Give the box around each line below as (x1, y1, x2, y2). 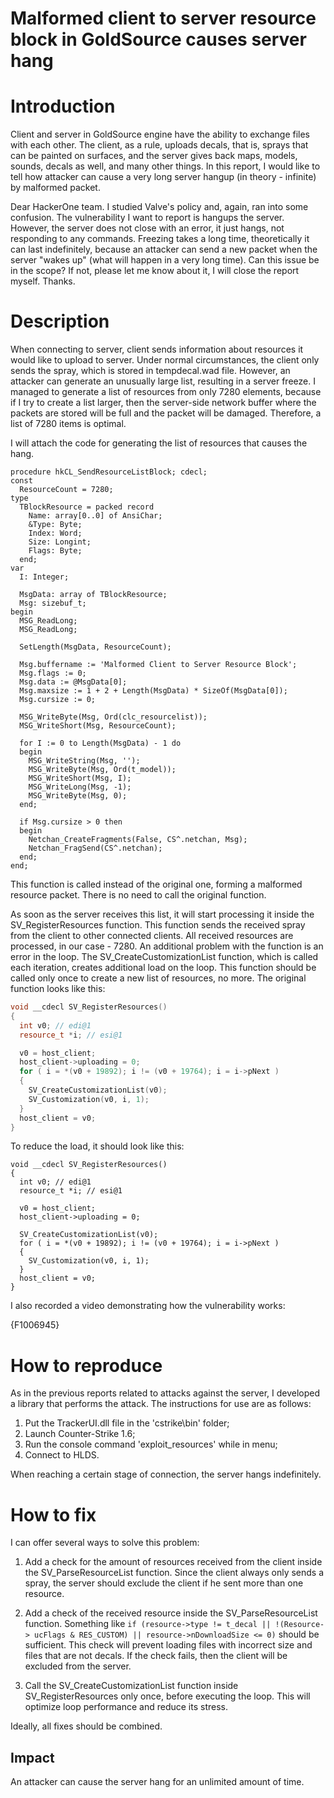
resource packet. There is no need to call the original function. (10, 889, 267, 901)
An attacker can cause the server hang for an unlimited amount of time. (10, 1776, 305, 1788)
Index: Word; (28, 528, 83, 539)
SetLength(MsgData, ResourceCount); (19, 642, 172, 652)
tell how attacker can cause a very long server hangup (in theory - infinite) (10, 171, 317, 183)
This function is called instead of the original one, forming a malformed (10, 878, 303, 891)
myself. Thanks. (10, 275, 76, 287)
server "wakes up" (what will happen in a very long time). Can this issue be (10, 254, 320, 266)
